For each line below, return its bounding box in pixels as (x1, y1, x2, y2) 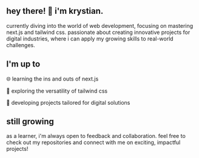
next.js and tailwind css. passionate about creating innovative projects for (6, 28, 191, 36)
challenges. (6, 41, 35, 48)
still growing (6, 116, 55, 127)
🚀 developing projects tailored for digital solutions (6, 99, 130, 106)
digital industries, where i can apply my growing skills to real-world (6, 35, 174, 42)
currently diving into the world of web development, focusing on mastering (6, 22, 194, 29)
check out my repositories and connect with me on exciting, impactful (6, 139, 181, 146)
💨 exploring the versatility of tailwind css (6, 87, 108, 94)
